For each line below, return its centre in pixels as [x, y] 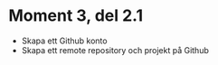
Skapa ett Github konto [64, 41]
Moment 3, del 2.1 [76, 16]
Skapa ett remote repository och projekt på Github [115, 50]
